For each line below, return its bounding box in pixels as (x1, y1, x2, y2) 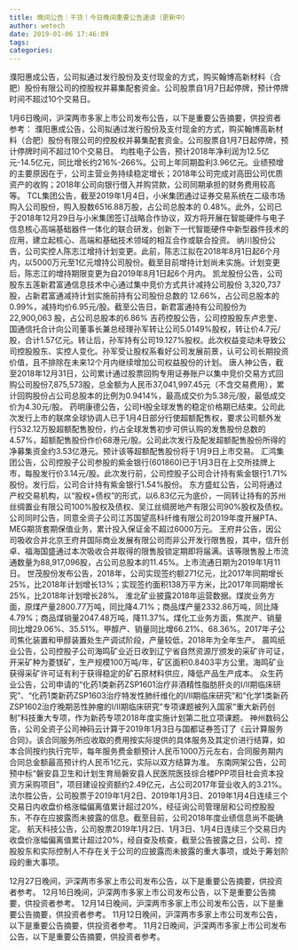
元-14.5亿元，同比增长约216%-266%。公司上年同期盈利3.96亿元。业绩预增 (9, 157, 284, 168)
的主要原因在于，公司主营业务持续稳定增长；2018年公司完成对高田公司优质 (9, 168, 284, 179)
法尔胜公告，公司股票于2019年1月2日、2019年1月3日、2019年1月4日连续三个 (9, 790, 288, 801)
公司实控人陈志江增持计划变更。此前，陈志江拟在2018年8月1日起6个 (24, 246, 273, 257)
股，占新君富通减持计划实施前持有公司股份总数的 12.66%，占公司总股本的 (9, 291, 279, 301)
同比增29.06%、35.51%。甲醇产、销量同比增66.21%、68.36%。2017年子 (9, 624, 278, 635)
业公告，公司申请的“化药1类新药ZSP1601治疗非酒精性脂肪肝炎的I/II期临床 (9, 679, 273, 690)
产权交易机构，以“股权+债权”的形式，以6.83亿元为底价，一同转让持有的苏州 (9, 491, 286, 501)
